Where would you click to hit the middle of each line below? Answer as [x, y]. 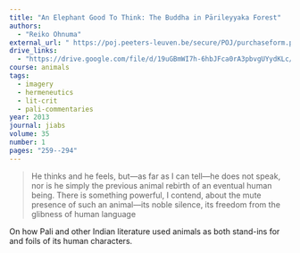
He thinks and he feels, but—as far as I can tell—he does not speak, [156, 176]
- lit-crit [37, 101]
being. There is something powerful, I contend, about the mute [146, 195]
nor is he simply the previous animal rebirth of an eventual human [151, 185]
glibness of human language [83, 214]
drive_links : [33, 51]
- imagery [35, 84]
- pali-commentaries [55, 109]
